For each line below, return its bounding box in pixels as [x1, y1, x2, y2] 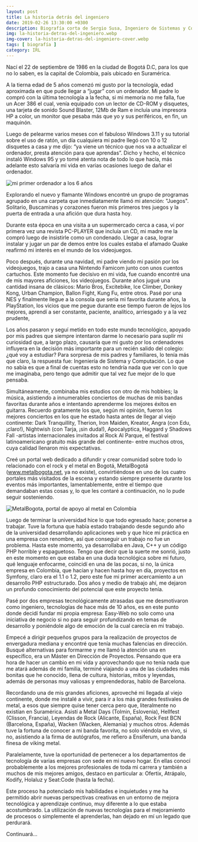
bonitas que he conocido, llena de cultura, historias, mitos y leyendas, [6, 671, 176, 678]
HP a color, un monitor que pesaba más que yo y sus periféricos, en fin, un [6, 112, 187, 120]
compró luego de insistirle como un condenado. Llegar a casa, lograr [6, 234, 174, 241]
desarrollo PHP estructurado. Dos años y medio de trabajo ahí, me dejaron [6, 579, 187, 586]
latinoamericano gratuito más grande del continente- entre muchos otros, [6, 438, 184, 445]
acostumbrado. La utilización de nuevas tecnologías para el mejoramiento [6, 806, 186, 814]
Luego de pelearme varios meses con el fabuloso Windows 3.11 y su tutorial [6, 130, 190, 137]
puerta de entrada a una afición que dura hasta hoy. [6, 209, 133, 217]
